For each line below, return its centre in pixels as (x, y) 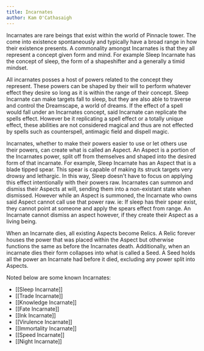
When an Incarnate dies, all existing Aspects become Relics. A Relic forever (101, 233)
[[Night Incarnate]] (38, 341)
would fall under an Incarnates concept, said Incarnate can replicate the (97, 112)
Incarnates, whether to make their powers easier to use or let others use (97, 143)
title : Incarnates (30, 12)
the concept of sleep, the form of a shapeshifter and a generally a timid (96, 61)
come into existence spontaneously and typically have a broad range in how (102, 42)
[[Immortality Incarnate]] (46, 328)
